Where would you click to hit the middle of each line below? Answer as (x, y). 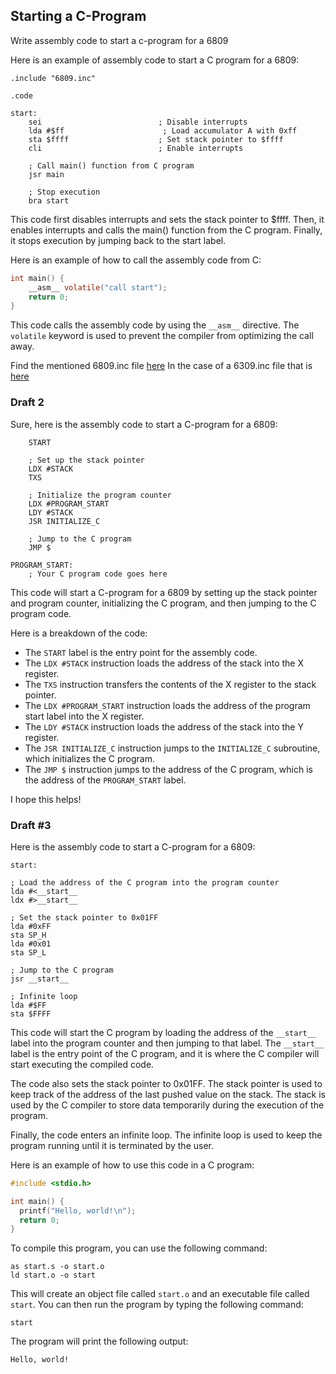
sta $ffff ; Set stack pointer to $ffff (156, 139)
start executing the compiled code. (82, 1064)
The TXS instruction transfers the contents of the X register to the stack (170, 684)
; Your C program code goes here (98, 574)
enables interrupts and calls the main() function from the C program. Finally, (166, 230)
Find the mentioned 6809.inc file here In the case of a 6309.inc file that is (161, 366)
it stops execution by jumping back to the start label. (118, 240)
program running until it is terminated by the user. (112, 1145)
